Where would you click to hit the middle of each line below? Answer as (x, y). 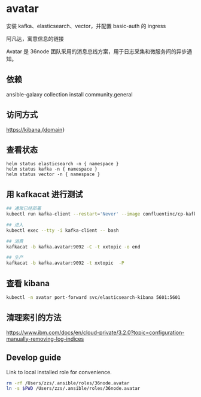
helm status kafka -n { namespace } (52, 169)
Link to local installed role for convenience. (59, 372)
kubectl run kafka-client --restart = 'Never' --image (73, 214)
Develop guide (34, 358)
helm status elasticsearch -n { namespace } (63, 164)
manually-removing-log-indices (45, 339)
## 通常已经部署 (24, 208)
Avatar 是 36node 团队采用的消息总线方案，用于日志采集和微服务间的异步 (97, 51)
